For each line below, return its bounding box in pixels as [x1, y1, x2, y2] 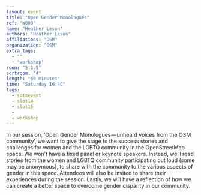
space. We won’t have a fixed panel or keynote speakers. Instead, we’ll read [6, 151, 194, 158]
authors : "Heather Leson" [6, 31, 71, 37]
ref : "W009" [6, 20, 36, 26]
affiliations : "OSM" [6, 37, 58, 43]
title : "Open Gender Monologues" [6, 14, 90, 20]
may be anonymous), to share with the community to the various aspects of [6, 163, 193, 170]
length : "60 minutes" [6, 76, 61, 82]
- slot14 [11, 98, 34, 104]
